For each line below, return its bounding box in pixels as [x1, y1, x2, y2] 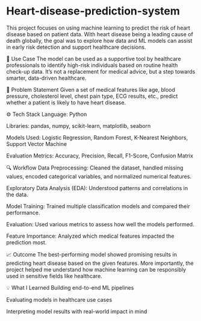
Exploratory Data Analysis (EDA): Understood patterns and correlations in [6, 184, 188, 191]
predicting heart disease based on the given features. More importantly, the [6, 259, 194, 267]
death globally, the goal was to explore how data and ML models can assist [6, 37, 193, 44]
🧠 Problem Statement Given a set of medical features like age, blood [6, 86, 176, 93]
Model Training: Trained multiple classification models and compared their [6, 202, 191, 209]
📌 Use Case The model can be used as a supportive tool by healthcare [6, 55, 182, 62]
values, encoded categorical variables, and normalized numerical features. [6, 173, 191, 180]
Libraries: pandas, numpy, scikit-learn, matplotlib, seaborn [6, 122, 151, 129]
